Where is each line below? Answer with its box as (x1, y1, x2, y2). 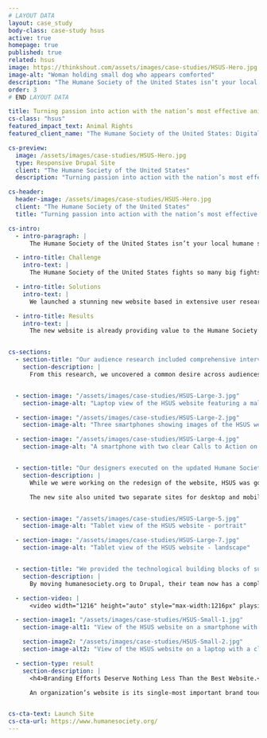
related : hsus (8, 57, 56, 64)
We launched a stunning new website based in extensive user (29, 298, 237, 306)
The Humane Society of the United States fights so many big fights (29, 268, 261, 277)
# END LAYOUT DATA (8, 93, 69, 101)
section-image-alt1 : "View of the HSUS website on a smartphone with (22, 623, 258, 631)
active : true (8, 33, 52, 42)
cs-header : (8, 188, 44, 196)
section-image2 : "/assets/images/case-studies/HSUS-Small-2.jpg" (22, 638, 244, 646)
